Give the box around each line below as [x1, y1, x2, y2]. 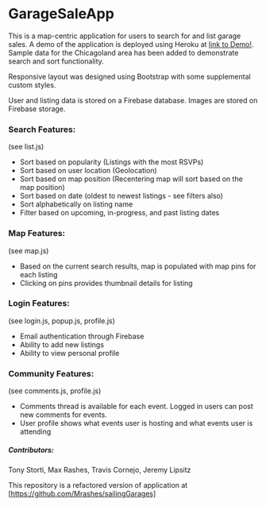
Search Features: [8, 124, 76, 135]
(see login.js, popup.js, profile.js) [8, 315, 115, 326]
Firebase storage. [8, 104, 66, 114]
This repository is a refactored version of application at [8, 481, 188, 490]
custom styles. [8, 80, 56, 90]
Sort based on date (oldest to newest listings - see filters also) [19, 191, 224, 201]
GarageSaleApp [8, 5, 115, 23]
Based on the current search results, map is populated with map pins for [19, 261, 256, 271]
